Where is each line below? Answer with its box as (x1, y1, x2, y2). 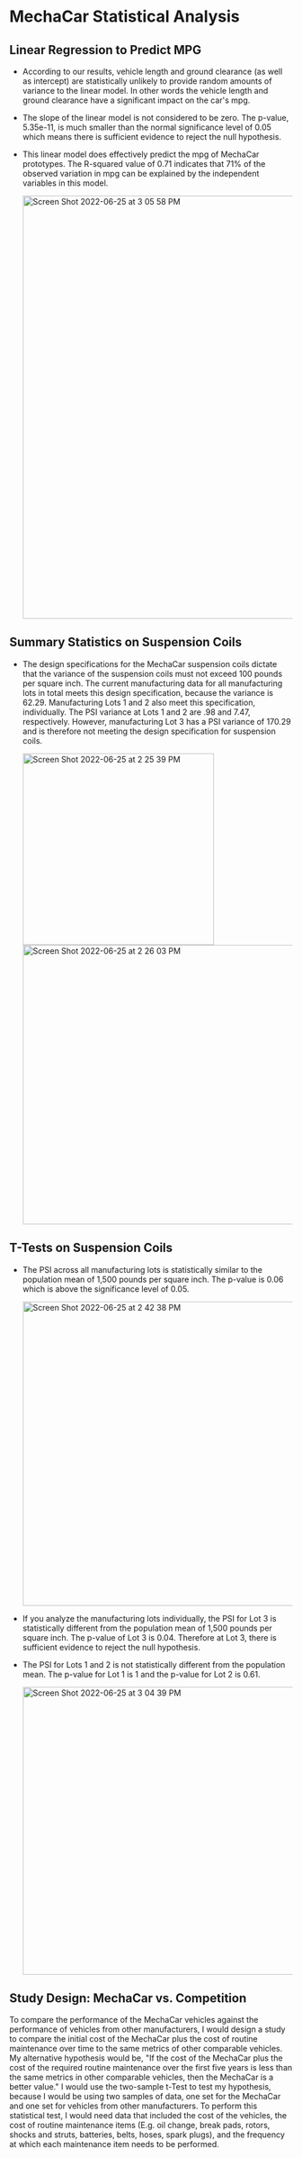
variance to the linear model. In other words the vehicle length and (22, 86, 269, 96)
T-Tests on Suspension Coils (9, 1240, 173, 1256)
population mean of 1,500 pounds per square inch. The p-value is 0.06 (22, 1274, 284, 1285)
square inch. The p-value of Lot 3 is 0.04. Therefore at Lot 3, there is (22, 1632, 277, 1642)
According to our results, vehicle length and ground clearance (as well (22, 66, 283, 77)
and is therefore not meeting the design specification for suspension (22, 726, 277, 736)
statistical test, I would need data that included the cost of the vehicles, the (9, 2110, 288, 2121)
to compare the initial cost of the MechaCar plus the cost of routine (9, 2034, 258, 2044)
